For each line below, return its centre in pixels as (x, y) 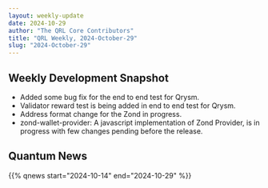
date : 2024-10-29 (37, 23)
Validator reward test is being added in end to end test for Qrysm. (128, 106)
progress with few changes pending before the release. (111, 131)
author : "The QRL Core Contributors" (71, 30)
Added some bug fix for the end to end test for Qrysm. (110, 97)
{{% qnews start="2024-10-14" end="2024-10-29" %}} (100, 175)
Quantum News (48, 156)
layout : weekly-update (46, 16)
